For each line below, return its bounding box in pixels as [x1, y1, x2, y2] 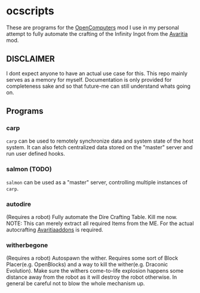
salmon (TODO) [6, 165, 52, 174]
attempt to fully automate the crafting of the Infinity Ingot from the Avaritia [6, 30, 188, 37]
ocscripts [6, 4, 55, 18]
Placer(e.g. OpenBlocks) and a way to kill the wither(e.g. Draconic [6, 261, 168, 268]
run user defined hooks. [6, 150, 66, 158]
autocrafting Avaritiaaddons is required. [6, 226, 103, 233]
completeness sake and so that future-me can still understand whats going [6, 82, 191, 90]
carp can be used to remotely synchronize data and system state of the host [6, 137, 194, 144]
